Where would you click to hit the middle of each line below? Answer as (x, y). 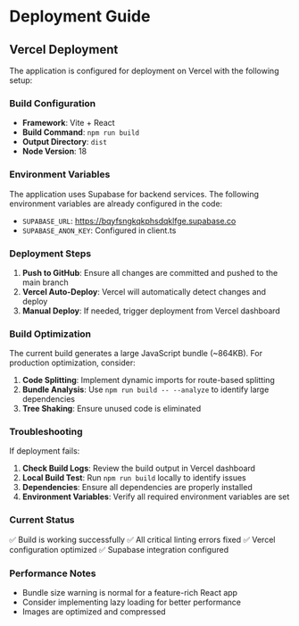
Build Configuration (53, 103)
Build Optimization (50, 334)
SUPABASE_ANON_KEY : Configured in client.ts (99, 230)
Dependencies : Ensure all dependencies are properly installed (137, 488)
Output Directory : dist (64, 142)
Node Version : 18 (54, 151)
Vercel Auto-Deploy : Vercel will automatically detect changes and (144, 291)
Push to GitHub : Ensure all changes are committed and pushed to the (150, 272)
